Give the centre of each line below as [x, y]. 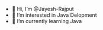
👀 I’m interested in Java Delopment [54, 15]
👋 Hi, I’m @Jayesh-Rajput [43, 9]
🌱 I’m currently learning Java [47, 21]
